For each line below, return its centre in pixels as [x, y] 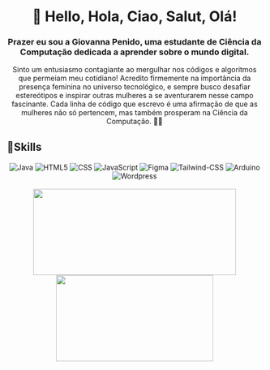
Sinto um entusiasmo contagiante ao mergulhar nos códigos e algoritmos [135, 70]
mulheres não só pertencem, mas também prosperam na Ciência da [135, 113]
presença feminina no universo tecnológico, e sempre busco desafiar [135, 87]
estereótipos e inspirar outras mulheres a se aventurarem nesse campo [135, 96]
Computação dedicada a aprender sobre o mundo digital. [135, 52]
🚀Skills [24, 146]
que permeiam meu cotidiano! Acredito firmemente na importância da [135, 78]
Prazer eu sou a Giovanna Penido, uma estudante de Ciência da [135, 42]
